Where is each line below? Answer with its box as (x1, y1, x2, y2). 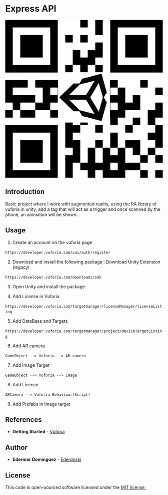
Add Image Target (12, 362, 50, 368)
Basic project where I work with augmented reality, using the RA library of (5, 201, 157, 207)
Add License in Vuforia (12, 293, 60, 299)
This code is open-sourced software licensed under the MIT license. (5, 484, 146, 490)
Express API (5, 3, 56, 15)
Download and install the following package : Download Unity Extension (12, 259, 161, 265)
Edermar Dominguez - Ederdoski (12, 456, 81, 462)
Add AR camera (12, 343, 45, 349)
